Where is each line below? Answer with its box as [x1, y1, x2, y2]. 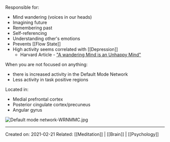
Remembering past [12, 25, 53, 31]
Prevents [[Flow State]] [12, 41, 61, 47]
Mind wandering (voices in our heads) [12, 14, 92, 20]
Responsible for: [5, 5, 39, 10]
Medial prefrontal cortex [12, 96, 63, 102]
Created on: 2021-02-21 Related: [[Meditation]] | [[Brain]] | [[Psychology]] [5, 131, 159, 137]
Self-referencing [12, 30, 47, 36]
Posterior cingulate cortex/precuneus [12, 102, 91, 108]
